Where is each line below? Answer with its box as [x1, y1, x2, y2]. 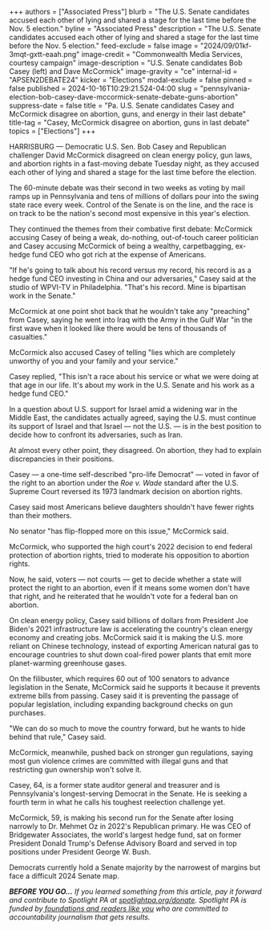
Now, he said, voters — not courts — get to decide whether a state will [9, 574, 242, 584]
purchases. [9, 708, 46, 717]
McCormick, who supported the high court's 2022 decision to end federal [9, 542, 253, 551]
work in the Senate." [9, 291, 76, 300]
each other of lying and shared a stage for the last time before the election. [9, 168, 257, 177]
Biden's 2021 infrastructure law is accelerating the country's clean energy [9, 624, 253, 634]
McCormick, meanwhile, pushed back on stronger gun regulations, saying [9, 748, 253, 757]
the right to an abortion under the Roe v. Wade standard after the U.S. [9, 478, 239, 487]
